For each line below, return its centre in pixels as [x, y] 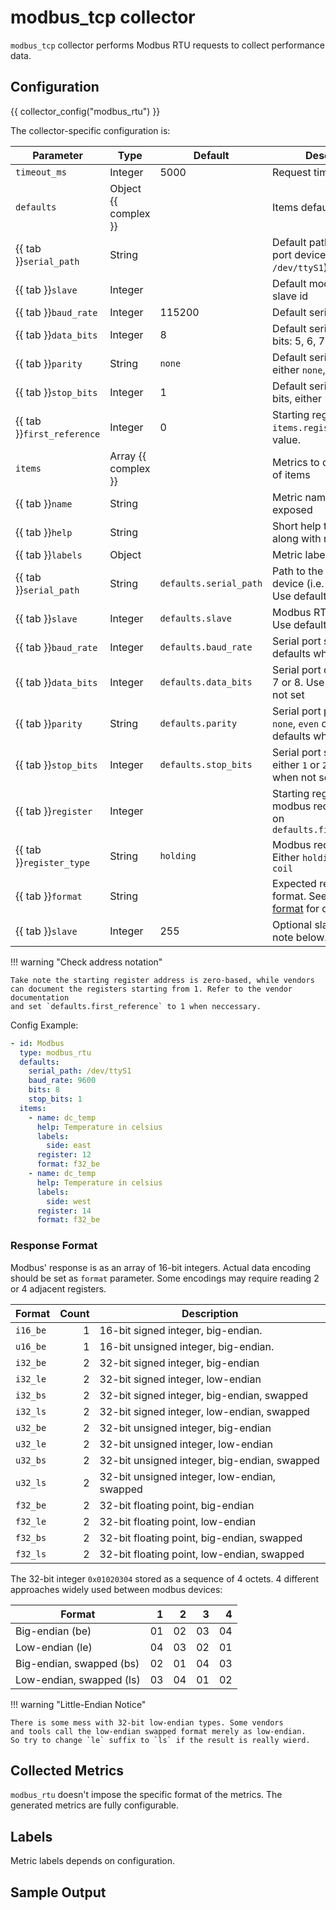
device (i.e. [298, 583]
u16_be [31, 1346]
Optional [292, 924]
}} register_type [52, 862]
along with [297, 538]
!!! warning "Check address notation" [86, 962]
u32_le [31, 1444]
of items [291, 474]
